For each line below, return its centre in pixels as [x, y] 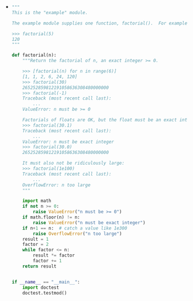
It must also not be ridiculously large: [73, 163]
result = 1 [36, 239]
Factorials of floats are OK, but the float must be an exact [100, 120]
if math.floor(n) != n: [51, 217]
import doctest [41, 288]
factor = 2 [36, 244]
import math [37, 201]
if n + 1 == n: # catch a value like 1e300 [75, 228]
